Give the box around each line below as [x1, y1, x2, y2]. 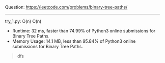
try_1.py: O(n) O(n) [5, 18, 42, 24]
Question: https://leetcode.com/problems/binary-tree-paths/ [5, 4, 128, 10]
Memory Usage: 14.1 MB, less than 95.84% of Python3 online [12, 38, 136, 44]
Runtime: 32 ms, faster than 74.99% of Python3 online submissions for [12, 28, 156, 33]
